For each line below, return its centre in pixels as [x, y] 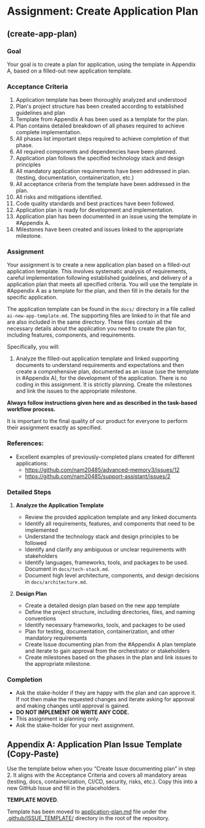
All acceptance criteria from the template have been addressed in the [103, 184]
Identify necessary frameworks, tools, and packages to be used [105, 625]
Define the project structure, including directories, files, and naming [110, 612]
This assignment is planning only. [58, 719]
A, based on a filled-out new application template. [70, 71]
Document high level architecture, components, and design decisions [112, 576]
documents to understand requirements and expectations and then [100, 365]
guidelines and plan [41, 113]
